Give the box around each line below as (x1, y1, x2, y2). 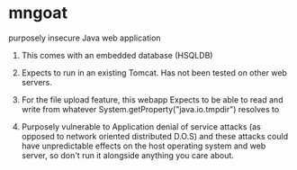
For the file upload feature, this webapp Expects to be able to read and (21, 94, 283, 105)
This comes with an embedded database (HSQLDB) (21, 49, 213, 60)
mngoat (8, 3, 68, 23)
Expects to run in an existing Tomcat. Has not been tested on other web (21, 67, 287, 78)
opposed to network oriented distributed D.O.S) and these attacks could (21, 130, 289, 141)
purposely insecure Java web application (8, 32, 161, 43)
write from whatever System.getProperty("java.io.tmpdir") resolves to (21, 103, 280, 114)
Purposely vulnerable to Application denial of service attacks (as (21, 121, 262, 132)
